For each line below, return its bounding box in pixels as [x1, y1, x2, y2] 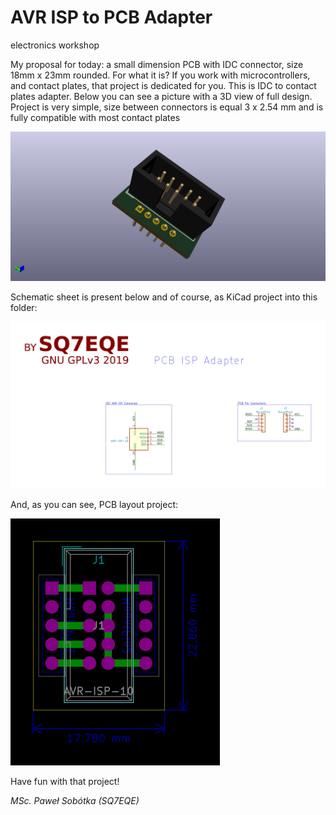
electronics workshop [10, 39, 100, 51]
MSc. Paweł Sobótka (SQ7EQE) [10, 795, 140, 807]
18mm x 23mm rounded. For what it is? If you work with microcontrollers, [10, 69, 311, 81]
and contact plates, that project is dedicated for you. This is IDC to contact [10, 79, 317, 91]
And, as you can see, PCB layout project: [10, 499, 179, 511]
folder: [10, 301, 38, 313]
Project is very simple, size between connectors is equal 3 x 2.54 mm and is [10, 101, 324, 113]
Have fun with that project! [10, 776, 120, 788]
